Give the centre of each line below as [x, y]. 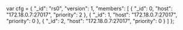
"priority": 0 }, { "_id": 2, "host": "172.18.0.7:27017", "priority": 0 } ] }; [90, 21]
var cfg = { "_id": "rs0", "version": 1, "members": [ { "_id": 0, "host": [89, 9]
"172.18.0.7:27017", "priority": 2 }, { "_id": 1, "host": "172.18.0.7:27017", [92, 15]
